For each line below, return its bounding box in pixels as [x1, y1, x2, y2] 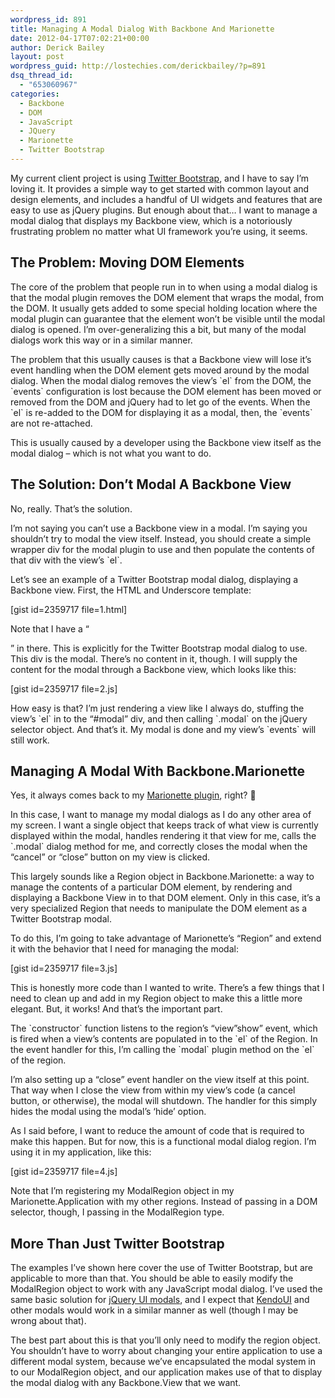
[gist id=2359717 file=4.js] [10, 1166, 118, 1178]
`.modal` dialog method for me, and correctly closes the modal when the [10, 841, 308, 853]
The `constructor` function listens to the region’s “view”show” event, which [10, 1022, 318, 1035]
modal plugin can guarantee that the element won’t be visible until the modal [10, 312, 326, 325]
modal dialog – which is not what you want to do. [10, 447, 212, 459]
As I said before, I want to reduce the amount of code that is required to [10, 1125, 305, 1137]
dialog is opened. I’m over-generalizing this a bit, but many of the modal [10, 323, 307, 335]
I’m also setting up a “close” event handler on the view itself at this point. [10, 1074, 310, 1086]
